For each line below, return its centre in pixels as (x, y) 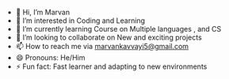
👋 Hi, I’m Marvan (42, 12)
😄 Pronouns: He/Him (50, 58)
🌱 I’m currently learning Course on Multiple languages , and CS (118, 29)
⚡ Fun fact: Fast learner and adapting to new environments (111, 66)
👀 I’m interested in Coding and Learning (80, 21)
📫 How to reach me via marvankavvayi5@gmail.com (102, 46)
